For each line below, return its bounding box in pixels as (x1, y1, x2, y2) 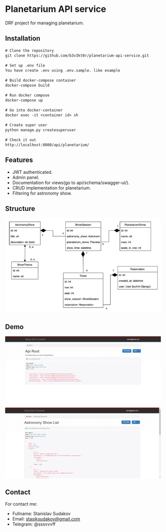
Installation (5, 34, 41, 43)
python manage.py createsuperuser (5, 128, 77, 133)
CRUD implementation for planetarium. (12, 185, 91, 191)
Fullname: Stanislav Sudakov (12, 511, 71, 517)
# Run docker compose (5, 93, 50, 98)
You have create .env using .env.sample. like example (5, 68, 121, 73)
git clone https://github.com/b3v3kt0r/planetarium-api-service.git (5, 53, 149, 58)
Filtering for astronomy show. (12, 190, 72, 196)
